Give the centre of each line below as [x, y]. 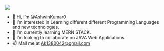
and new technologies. [36, 27]
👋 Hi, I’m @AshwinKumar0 [39, 17]
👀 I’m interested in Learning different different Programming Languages [85, 22]
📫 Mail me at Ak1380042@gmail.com [51, 43]
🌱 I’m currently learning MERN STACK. [52, 32]
